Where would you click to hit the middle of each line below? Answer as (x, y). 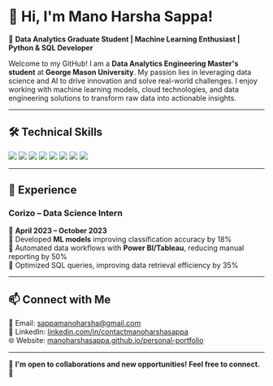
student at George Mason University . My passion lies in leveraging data (130, 72)
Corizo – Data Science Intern (66, 213)
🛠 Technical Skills (56, 132)
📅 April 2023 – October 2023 (58, 231)
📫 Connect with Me (60, 299)
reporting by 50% (38, 257)
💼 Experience (43, 190)
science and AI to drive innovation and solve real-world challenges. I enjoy (133, 80)
